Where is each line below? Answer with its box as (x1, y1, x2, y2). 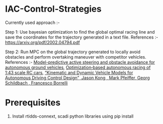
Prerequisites (5, 97, 61, 108)
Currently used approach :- (5, 20, 60, 25)
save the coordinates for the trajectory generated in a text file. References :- (5, 34, 159, 40)
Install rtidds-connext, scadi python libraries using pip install (12, 113, 134, 119)
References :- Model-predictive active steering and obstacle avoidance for (5, 59, 155, 65)
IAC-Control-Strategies (5, 3, 102, 15)
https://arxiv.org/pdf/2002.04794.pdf (5, 39, 80, 45)
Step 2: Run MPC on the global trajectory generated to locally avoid (5, 49, 141, 55)
